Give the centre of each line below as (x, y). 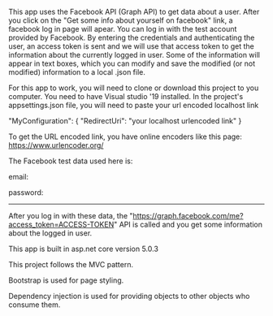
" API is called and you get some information (188, 224)
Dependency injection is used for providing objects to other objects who (129, 296)
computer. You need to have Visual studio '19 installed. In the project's (126, 96)
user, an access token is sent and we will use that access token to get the (131, 46)
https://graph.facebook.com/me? (188, 216)
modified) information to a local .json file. (77, 72)
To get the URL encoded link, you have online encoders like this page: (125, 136)
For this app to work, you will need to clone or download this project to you (134, 88)
